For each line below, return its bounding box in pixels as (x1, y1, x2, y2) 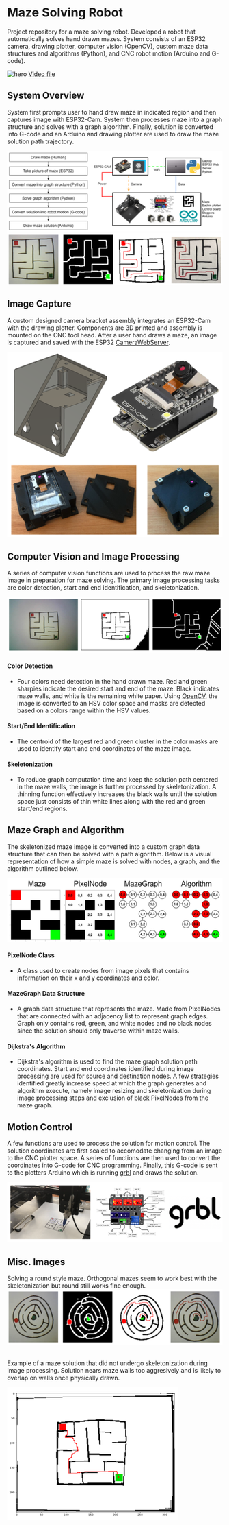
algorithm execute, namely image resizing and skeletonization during (16, 1087, 211, 1095)
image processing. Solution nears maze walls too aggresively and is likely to (7, 1366, 221, 1374)
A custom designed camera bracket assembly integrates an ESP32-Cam (7, 316, 211, 324)
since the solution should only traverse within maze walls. (16, 1026, 180, 1035)
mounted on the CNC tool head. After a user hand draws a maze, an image (7, 331, 217, 339)
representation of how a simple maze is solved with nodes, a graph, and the (7, 857, 221, 865)
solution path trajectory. (7, 137, 75, 145)
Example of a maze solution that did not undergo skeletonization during (7, 1359, 208, 1367)
